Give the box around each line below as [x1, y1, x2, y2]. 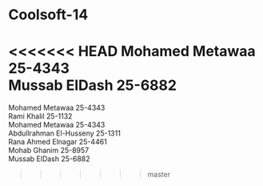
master [147, 170, 170, 180]
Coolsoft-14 [8, 6, 89, 24]
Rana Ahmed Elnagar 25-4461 [8, 137, 108, 147]
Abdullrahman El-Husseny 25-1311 [8, 128, 122, 138]
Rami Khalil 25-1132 [8, 111, 73, 121]
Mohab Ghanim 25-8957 [8, 146, 90, 156]
